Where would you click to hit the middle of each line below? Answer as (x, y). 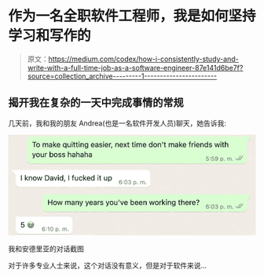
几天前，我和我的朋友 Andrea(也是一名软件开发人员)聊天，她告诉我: (117, 123)
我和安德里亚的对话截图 (46, 249)
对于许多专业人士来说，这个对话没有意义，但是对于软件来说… (108, 266)
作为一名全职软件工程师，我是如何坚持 (132, 16)
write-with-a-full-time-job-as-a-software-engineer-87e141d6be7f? (135, 67)
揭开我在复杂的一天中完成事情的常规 (96, 103)
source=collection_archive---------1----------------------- (122, 76)
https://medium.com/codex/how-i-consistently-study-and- (143, 59)
